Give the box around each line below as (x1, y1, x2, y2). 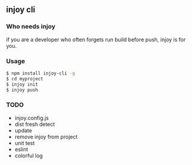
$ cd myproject (6, 76, 44, 82)
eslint (14, 145, 28, 153)
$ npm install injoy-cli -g (6, 70, 76, 76)
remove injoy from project (14, 133, 78, 140)
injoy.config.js (14, 114, 49, 121)
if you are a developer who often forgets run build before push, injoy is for (6, 35, 186, 43)
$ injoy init (6, 81, 38, 88)
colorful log (14, 152, 43, 159)
